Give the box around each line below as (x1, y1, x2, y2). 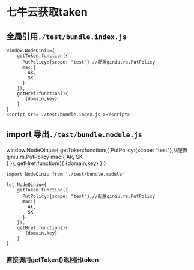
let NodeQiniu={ (6, 181, 47, 188)
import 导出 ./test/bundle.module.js (6, 130, 142, 140)
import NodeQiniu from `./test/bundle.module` (6, 171, 125, 177)
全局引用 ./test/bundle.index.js (6, 31, 127, 41)
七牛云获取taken (6, 5, 88, 19)
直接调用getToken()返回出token (6, 256, 99, 264)
